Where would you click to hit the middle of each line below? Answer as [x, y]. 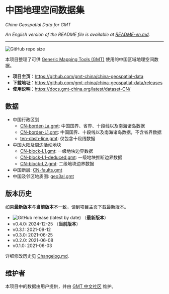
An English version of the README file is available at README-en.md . [78, 34]
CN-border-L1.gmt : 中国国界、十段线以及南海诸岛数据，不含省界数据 [91, 132]
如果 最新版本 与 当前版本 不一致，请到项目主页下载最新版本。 [67, 207]
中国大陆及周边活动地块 [37, 145]
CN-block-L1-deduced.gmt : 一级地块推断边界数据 [71, 157]
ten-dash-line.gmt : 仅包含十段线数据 [58, 138]
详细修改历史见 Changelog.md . [37, 256]
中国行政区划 [26, 120]
